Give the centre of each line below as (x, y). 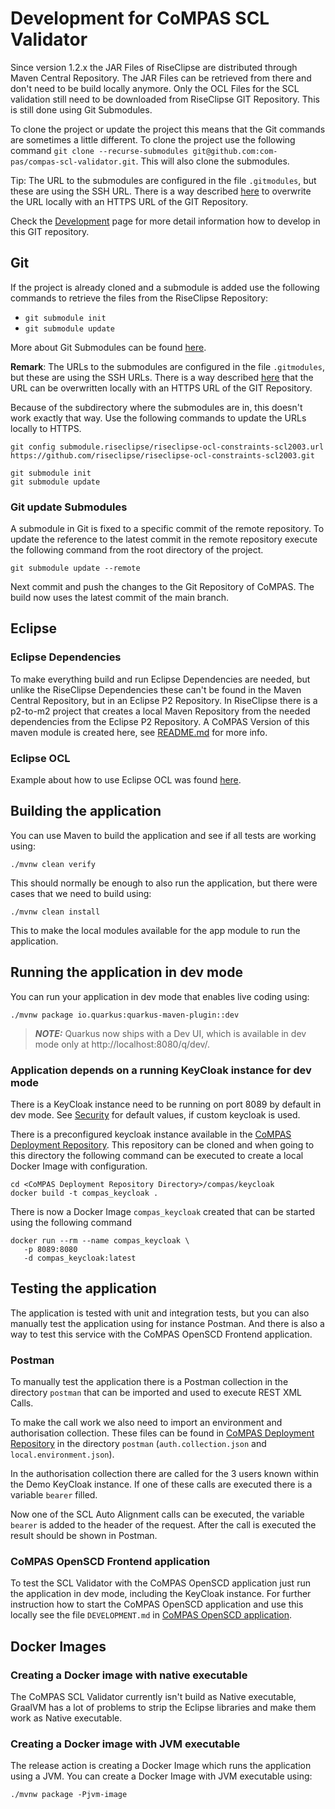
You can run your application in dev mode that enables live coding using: (160, 996)
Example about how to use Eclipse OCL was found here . (126, 780)
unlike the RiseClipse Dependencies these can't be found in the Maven (156, 689)
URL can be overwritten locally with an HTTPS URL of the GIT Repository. (161, 388)
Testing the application (83, 1288)
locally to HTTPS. (46, 428)
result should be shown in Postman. (84, 1536)
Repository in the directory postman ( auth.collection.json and (138, 1444)
